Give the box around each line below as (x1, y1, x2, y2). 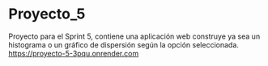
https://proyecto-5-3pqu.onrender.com (8, 48, 139, 58)
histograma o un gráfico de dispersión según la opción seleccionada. (8, 39, 239, 49)
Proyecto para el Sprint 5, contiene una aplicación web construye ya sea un (8, 31, 261, 41)
